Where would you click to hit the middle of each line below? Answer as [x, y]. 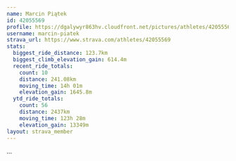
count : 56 [34, 105]
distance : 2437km [45, 112]
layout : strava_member [40, 131]
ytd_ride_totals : [38, 99]
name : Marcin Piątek [37, 14]
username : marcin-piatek [43, 33]
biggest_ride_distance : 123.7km [61, 53]
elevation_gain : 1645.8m [56, 92]
